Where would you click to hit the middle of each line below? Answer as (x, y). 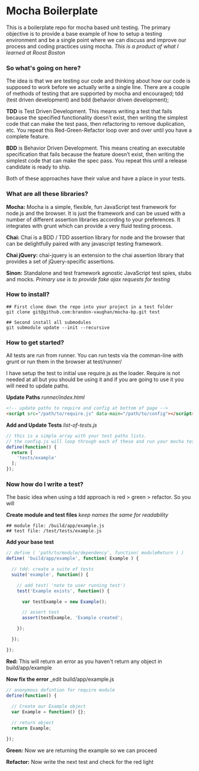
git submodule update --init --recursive (58, 328)
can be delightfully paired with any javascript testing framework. (84, 243)
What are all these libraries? (47, 194)
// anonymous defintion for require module (61, 690)
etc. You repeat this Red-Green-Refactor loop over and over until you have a (99, 130)
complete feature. (28, 137)
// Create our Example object (49, 707)
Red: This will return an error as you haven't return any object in (84, 661)
